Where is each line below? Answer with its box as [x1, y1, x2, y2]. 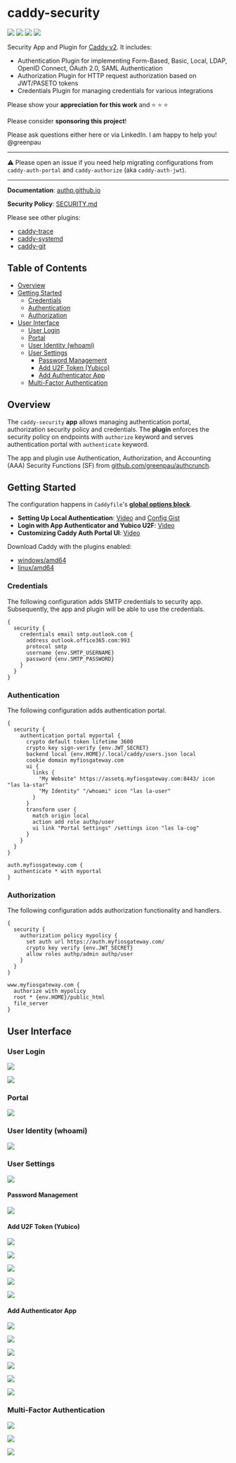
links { [32, 769, 55, 776]
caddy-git [17, 242, 46, 250]
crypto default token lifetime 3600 [25, 738, 133, 745]
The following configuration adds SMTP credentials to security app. [7, 597, 203, 605]
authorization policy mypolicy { [20, 932, 118, 939]
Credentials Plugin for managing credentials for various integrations [17, 86, 214, 94]
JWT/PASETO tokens [17, 79, 79, 87]
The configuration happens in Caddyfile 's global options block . [7, 500, 192, 509]
